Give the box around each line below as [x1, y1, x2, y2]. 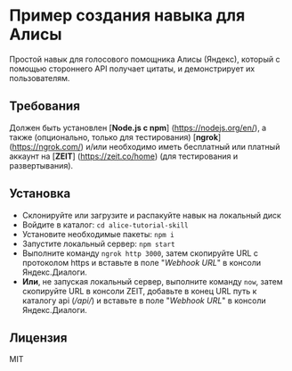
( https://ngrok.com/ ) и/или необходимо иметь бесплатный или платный [9, 141, 280, 152]
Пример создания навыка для [9, 5, 246, 26]
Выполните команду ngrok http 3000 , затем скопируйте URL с [21, 247, 259, 259]
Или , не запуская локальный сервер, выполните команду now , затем [21, 276, 283, 286]
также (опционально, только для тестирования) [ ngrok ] [9, 131, 222, 143]
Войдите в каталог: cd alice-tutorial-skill [21, 219, 189, 230]
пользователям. [9, 72, 70, 83]
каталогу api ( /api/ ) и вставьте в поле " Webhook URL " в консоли [21, 295, 267, 306]
